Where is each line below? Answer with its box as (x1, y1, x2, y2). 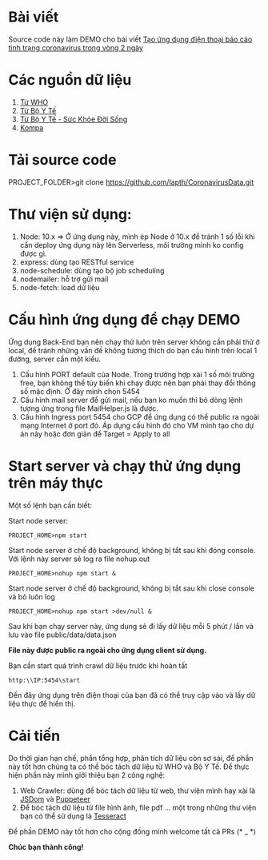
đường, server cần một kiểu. (8, 354, 102, 364)
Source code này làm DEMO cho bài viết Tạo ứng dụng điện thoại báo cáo (8, 34, 253, 44)
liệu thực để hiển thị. (8, 699, 76, 708)
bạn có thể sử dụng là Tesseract (19, 811, 126, 821)
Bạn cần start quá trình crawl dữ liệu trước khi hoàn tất (8, 660, 188, 671)
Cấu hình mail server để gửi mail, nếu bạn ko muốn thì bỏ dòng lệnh (19, 395, 243, 404)
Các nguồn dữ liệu (8, 71, 132, 90)
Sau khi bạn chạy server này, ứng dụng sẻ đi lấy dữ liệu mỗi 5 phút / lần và (8, 621, 254, 631)
